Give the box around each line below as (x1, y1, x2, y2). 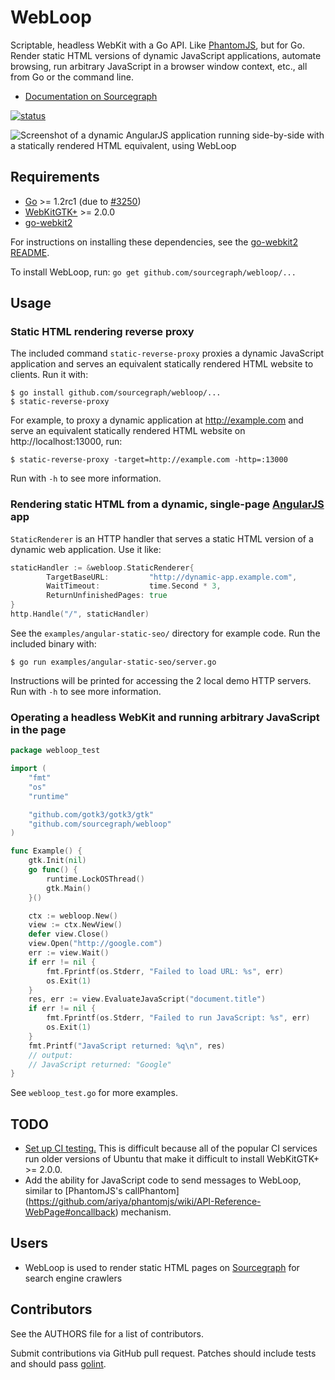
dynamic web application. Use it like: (10, 543, 162, 555)
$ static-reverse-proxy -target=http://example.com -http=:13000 (10, 455, 288, 465)
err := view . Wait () (28, 948, 110, 958)
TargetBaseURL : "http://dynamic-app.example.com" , (46, 572, 298, 582)
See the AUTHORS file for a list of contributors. (10, 1327, 204, 1340)
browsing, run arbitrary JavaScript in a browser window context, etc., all (10, 60, 308, 72)
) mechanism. (114, 1206, 172, 1218)
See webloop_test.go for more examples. (10, 1087, 178, 1099)
